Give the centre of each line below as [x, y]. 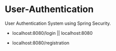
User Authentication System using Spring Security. [58, 23]
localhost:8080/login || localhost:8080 [52, 33]
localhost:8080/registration [41, 43]
